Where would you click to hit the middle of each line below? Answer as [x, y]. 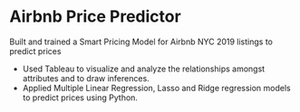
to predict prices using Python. [80, 98]
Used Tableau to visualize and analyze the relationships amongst [144, 69]
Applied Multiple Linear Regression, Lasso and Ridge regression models [157, 88]
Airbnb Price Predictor [95, 17]
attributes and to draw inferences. [86, 78]
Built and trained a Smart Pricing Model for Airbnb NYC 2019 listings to [141, 42]
